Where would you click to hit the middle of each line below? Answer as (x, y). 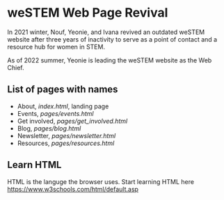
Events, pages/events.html (55, 113)
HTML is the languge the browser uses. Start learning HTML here (101, 181)
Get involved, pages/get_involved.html (72, 121)
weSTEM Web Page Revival (88, 13)
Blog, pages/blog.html (49, 128)
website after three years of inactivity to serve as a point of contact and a (112, 39)
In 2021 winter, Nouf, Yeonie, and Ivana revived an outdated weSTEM (106, 32)
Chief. (16, 67)
